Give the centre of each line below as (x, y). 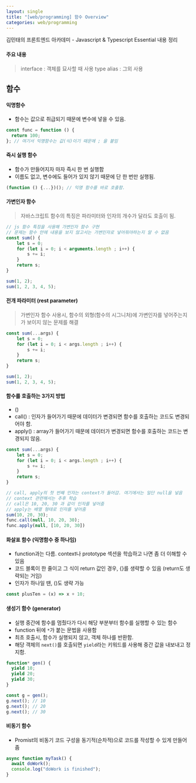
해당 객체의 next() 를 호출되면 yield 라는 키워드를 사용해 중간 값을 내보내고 (99, 644)
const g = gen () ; (27, 695)
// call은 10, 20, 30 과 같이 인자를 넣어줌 (55, 504)
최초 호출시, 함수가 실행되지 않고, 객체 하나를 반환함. (74, 637)
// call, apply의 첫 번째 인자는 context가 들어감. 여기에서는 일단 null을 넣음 (94, 493)
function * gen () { (28, 663)
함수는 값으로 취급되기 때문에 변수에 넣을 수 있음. (70, 119)
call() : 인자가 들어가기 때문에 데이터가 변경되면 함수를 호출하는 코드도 (94, 416)
